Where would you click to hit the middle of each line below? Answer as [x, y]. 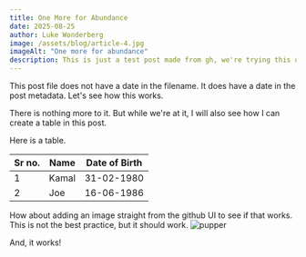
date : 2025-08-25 [42, 26]
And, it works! [36, 242]
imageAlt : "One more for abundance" [79, 52]
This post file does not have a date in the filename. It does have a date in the [153, 86]
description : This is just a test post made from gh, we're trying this [150, 60]
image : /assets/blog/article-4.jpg [77, 43]
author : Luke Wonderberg [56, 35]
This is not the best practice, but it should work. [99, 225]
